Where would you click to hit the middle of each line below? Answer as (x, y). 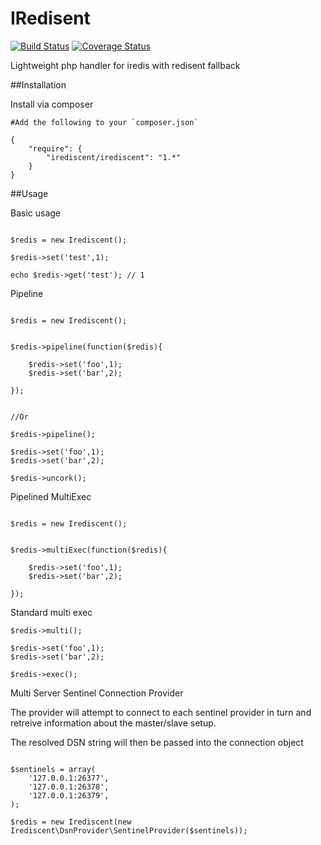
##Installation (38, 84)
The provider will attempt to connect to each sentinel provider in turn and (161, 712)
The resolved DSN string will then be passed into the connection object (157, 742)
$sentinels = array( (53, 769)
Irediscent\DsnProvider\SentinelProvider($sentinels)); (129, 830)
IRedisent (50, 18)
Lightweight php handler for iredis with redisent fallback (125, 65)
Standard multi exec (51, 612)
